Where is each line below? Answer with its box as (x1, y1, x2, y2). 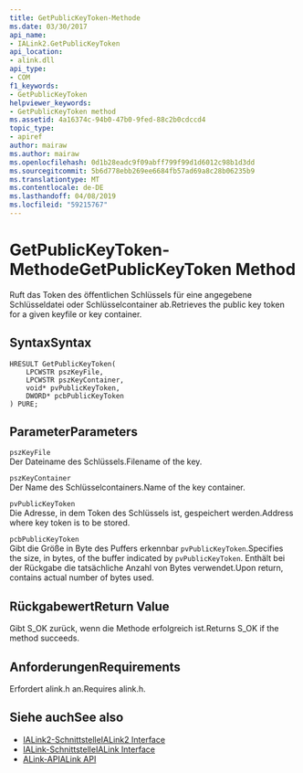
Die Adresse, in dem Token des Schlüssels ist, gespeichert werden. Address (9, 508, 294, 519)
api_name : (9, 30, 47, 39)
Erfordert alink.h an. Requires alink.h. (9, 683, 146, 694)
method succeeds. (9, 632, 80, 644)
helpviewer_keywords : (9, 98, 92, 108)
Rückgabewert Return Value (9, 598, 171, 614)
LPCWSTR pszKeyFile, (26, 367, 104, 376)
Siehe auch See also (9, 710, 124, 725)
